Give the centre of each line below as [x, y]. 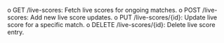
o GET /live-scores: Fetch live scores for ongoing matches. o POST [104, 10]
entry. [16, 32]
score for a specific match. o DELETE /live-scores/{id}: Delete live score [111, 25]
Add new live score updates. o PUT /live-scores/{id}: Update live [124, 17]
